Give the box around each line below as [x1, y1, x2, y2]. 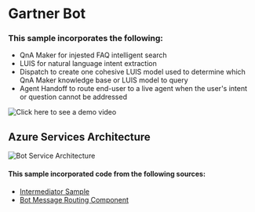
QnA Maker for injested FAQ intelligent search [19, 50, 167, 60]
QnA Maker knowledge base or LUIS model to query [19, 75, 188, 85]
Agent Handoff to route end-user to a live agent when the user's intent [19, 84, 248, 93]
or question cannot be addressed [19, 92, 128, 102]
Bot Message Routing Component [19, 195, 129, 204]
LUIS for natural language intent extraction [19, 59, 157, 68]
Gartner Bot [8, 5, 86, 23]
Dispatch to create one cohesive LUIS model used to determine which [19, 68, 246, 77]
